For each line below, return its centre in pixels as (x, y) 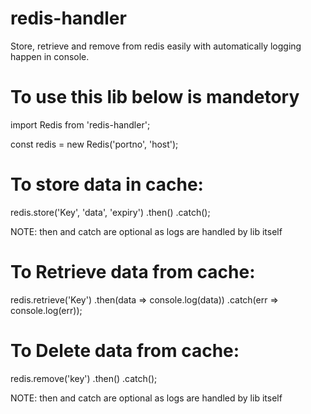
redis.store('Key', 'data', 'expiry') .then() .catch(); (110, 212)
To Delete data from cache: (125, 350)
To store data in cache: (107, 184)
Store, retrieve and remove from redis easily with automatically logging (156, 46)
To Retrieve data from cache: (133, 272)
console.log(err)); (46, 310)
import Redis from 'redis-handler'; (80, 124)
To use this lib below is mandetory (155, 97)
